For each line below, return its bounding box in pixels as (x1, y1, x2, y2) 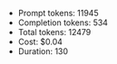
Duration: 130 (17, 46, 69, 57)
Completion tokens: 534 (17, 17, 109, 28)
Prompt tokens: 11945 (17, 8, 99, 18)
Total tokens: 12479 (17, 27, 92, 37)
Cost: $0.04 (17, 36, 63, 47)
